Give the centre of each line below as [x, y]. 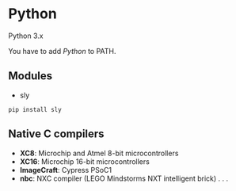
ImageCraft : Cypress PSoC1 [66, 170]
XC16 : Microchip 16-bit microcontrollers [85, 161]
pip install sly [35, 109]
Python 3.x [26, 36]
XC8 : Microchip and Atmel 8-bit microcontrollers [99, 153]
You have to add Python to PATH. [62, 51]
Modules [30, 76]
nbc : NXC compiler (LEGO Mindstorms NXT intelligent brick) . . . [124, 178]
